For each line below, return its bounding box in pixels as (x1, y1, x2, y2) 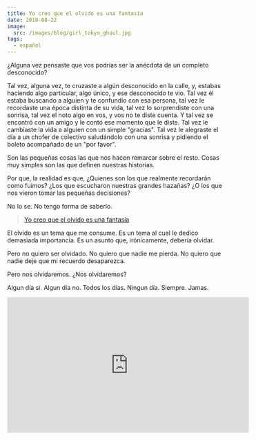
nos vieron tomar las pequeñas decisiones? (7, 189, 131, 197)
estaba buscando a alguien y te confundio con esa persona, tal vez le (7, 96, 205, 104)
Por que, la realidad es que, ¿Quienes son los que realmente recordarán (7, 174, 211, 182)
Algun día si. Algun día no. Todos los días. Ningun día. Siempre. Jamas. (7, 284, 209, 291)
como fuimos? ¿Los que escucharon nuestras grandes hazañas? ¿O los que (7, 182, 222, 189)
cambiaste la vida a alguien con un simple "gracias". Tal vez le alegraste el (7, 125, 219, 134)
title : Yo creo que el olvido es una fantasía (7, 10, 144, 17)
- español (13, 42, 41, 49)
